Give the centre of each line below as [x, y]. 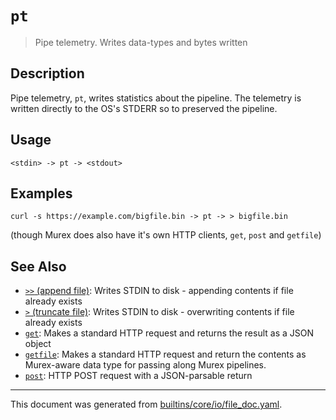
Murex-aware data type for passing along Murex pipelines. [145, 365]
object [38, 344]
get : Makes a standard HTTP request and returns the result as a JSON [169, 333]
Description [47, 73]
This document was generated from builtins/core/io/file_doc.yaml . [146, 404]
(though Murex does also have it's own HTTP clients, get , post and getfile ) [166, 235]
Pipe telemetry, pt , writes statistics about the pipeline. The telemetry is [156, 98]
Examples [41, 193]
